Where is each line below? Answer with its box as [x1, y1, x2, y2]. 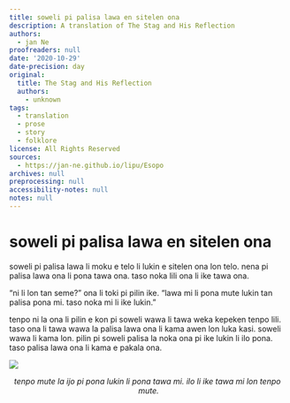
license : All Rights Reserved [9, 144, 121, 153]
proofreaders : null [9, 46, 81, 55]
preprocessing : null [9, 178, 86, 186]
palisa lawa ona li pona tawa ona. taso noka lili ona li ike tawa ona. [9, 270, 249, 281]
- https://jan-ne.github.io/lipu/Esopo [17, 161, 164, 170]
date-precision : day [9, 63, 86, 72]
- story [17, 128, 46, 137]
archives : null [9, 169, 65, 178]
